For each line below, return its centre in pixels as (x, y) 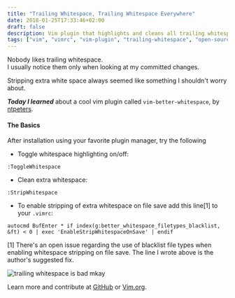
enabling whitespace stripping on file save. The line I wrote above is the (111, 253)
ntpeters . (20, 109)
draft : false (26, 27)
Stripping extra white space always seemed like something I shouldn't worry (117, 80)
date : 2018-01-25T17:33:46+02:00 (56, 20)
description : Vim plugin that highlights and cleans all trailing (106, 33)
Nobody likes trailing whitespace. (55, 59)
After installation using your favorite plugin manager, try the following (107, 141)
